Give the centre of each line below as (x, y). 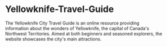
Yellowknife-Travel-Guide (59, 9)
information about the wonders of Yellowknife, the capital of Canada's (77, 28)
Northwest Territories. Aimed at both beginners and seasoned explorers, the (84, 33)
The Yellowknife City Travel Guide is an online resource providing (72, 23)
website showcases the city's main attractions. (53, 39)
